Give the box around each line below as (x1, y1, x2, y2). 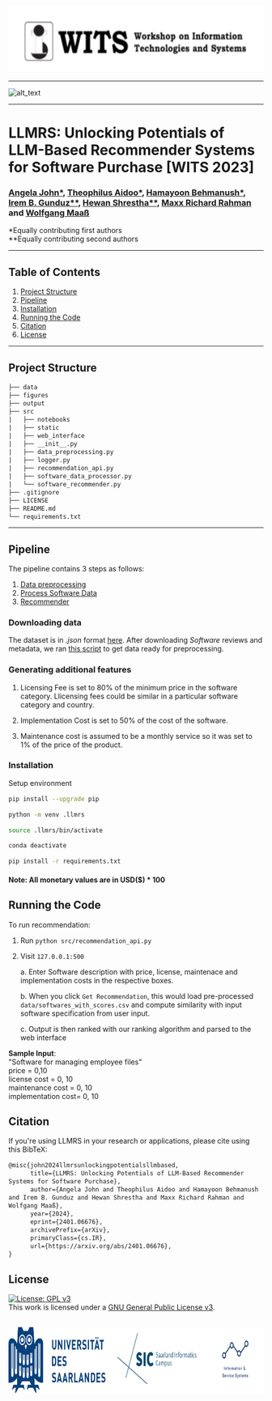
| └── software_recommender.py (8, 481, 121, 489)
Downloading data (8, 617, 83, 628)
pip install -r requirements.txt (8, 857, 121, 866)
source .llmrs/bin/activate (8, 826, 104, 834)
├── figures (8, 392, 49, 400)
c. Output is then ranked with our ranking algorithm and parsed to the (19, 1024, 252, 1034)
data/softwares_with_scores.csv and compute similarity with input (19, 1000, 243, 1009)
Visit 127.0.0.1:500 (19, 951, 85, 961)
